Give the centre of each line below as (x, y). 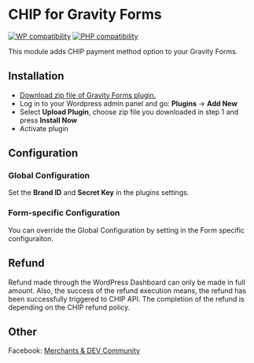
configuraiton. (31, 238)
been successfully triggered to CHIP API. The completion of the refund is (127, 299)
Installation (36, 76)
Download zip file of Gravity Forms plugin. (88, 95)
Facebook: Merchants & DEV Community (74, 350)
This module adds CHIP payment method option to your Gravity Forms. (123, 51)
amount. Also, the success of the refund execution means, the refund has (127, 290)
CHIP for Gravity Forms (85, 15)
